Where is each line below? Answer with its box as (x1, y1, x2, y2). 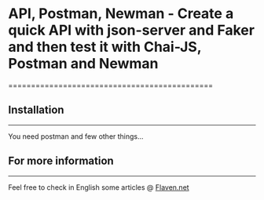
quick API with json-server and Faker (8, 21, 255, 39)
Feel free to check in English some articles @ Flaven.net (8, 182, 190, 192)
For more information (8, 155, 114, 168)
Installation (8, 104, 64, 117)
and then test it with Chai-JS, (8, 38, 202, 56)
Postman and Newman (8, 55, 159, 73)
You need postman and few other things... (8, 131, 144, 141)
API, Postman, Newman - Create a (8, 5, 234, 23)
